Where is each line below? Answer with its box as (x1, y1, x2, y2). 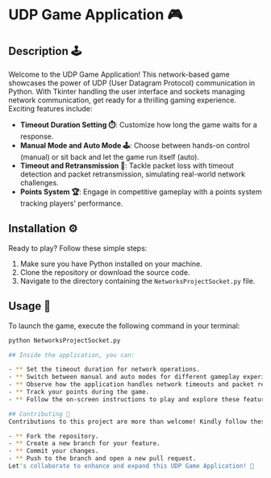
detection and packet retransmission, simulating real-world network (19, 169, 246, 179)
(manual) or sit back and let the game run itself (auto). (19, 152, 200, 161)
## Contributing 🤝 (8, 409, 70, 418)
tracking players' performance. (19, 198, 123, 208)
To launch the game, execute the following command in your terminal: (8, 321, 240, 330)
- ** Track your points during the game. (8, 388, 150, 396)
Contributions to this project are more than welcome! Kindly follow (8, 418, 248, 426)
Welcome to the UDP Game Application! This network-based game (8, 69, 230, 79)
